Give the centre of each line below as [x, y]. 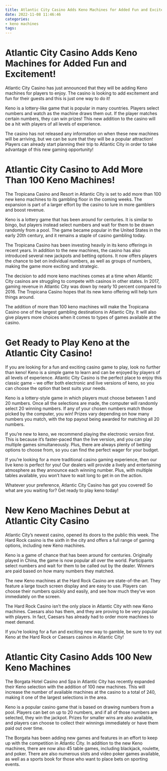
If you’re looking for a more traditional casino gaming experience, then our [81, 459]
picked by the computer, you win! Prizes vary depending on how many [77, 413]
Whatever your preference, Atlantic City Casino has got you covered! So [79, 485]
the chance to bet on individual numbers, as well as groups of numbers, [79, 261]
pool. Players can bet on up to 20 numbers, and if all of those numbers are [81, 712]
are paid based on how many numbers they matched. [60, 571]
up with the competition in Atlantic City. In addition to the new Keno [74, 743]
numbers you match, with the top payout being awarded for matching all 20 [83, 419]
